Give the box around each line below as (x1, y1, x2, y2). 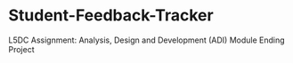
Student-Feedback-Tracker (8, 5, 215, 26)
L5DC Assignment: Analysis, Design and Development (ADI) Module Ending (8, 35, 286, 45)
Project (8, 43, 35, 54)
